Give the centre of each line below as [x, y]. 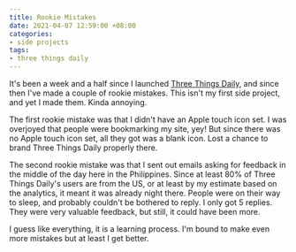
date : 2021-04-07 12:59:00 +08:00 [73, 26]
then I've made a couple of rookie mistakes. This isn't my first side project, [145, 93]
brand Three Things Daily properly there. [83, 148]
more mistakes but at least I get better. [79, 238]
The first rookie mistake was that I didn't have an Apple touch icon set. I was [148, 119]
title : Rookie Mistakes [53, 17]
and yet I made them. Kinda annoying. [78, 102]
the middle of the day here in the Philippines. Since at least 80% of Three [142, 174]
